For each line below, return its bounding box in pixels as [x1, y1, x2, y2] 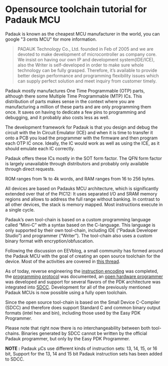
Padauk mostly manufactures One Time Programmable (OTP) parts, [5, 87, 145, 94]
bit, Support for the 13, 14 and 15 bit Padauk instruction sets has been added [5, 350, 162, 356]
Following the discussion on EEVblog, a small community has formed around [5, 247, 163, 253]
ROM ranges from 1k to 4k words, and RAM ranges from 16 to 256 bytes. [5, 175, 155, 181]
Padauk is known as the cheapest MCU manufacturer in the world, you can [5, 31, 160, 37]
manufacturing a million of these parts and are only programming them [5, 104, 151, 110]
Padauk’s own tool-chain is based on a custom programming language [5, 216, 151, 222]
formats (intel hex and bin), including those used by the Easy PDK [5, 310, 141, 316]
